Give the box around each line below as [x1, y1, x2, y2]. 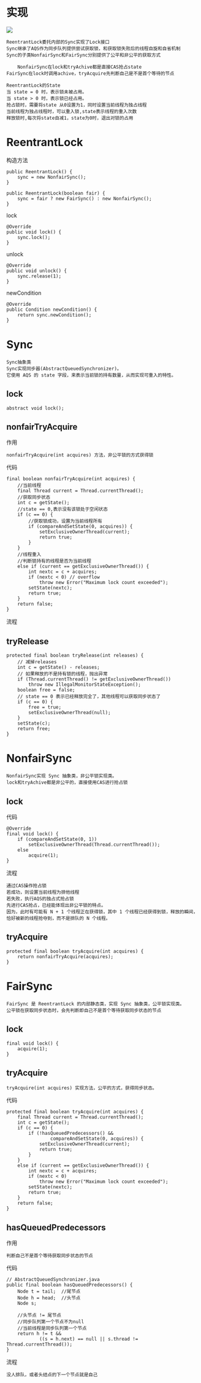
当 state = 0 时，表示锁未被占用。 [6, 88, 87, 95]
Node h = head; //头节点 [17, 1295, 81, 1301]
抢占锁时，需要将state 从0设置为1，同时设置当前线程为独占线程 [6, 102, 147, 108]
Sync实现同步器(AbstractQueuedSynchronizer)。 [6, 365, 122, 372]
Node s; [17, 1300, 37, 1307]
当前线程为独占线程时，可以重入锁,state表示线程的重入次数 [6, 108, 137, 114]
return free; [17, 726, 51, 732]
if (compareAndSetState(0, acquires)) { [28, 523, 133, 530]
